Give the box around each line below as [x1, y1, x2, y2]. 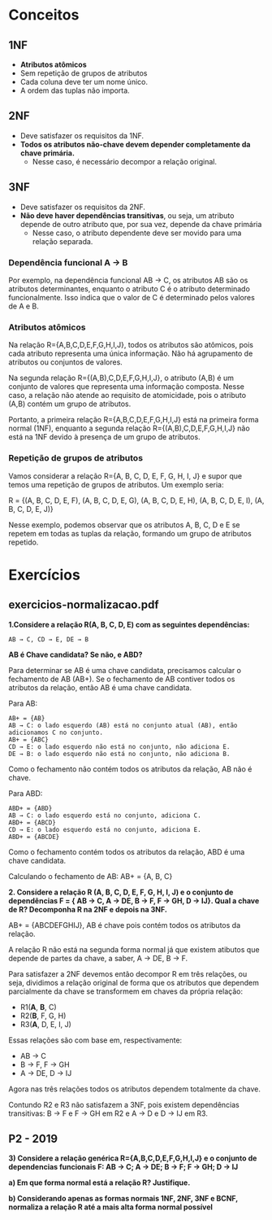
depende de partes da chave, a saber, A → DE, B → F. [8, 953, 188, 963]
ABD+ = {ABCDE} [8, 833, 60, 841]
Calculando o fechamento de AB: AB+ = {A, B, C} [8, 871, 173, 881]
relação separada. [32, 236, 93, 246]
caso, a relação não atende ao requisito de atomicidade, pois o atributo [8, 391, 246, 400]
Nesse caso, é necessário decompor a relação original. [32, 156, 218, 166]
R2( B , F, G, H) [19, 1011, 67, 1021]
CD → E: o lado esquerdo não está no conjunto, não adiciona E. [8, 742, 231, 750]
